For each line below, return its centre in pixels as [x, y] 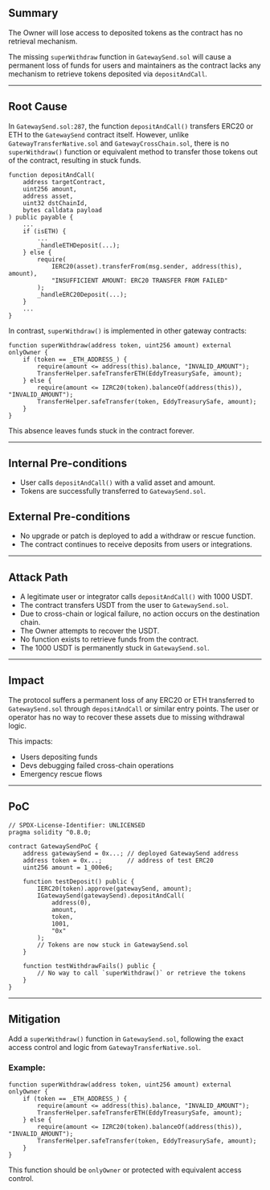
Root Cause [38, 107]
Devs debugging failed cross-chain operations [97, 765]
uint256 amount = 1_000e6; [68, 868]
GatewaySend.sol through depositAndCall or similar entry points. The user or [134, 708]
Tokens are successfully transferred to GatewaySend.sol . [113, 491]
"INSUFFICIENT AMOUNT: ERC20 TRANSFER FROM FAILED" [139, 281]
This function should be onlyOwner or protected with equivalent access [125, 1170]
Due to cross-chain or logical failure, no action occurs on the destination [139, 613]
